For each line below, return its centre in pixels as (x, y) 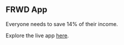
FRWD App (26, 10)
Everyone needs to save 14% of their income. (62, 24)
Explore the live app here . (37, 36)
